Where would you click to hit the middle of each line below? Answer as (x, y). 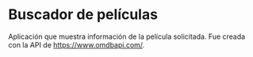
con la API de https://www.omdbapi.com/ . (77, 44)
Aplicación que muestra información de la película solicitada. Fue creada (127, 36)
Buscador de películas (83, 15)
